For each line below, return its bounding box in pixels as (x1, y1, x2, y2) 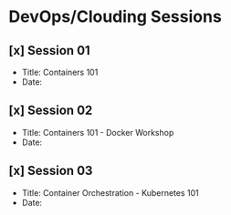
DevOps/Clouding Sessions (8, 6, 223, 27)
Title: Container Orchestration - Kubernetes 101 (21, 187, 200, 198)
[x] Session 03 (8, 163, 93, 179)
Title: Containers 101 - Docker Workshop (21, 127, 174, 138)
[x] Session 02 (8, 103, 93, 118)
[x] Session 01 (8, 43, 90, 58)
